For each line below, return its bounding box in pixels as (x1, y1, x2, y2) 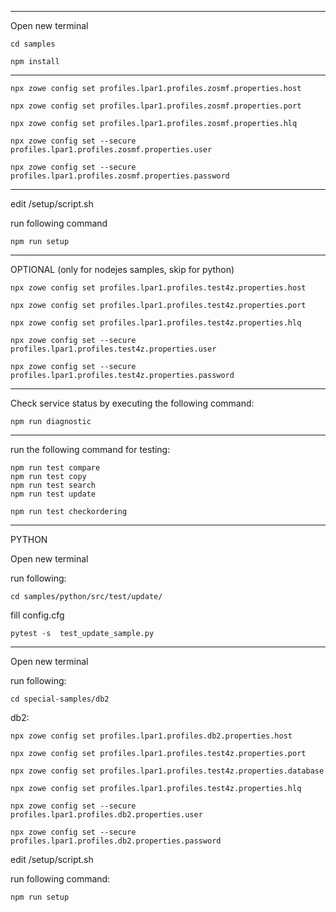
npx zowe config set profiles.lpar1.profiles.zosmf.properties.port (10, 101, 302, 111)
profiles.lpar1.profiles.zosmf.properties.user (10, 145, 213, 155)
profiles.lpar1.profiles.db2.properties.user (10, 810, 203, 820)
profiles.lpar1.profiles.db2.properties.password (10, 836, 222, 846)
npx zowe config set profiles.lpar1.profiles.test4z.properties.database (10, 766, 325, 776)
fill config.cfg (10, 609, 65, 621)
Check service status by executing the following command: (10, 397, 255, 409)
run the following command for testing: (10, 444, 171, 455)
